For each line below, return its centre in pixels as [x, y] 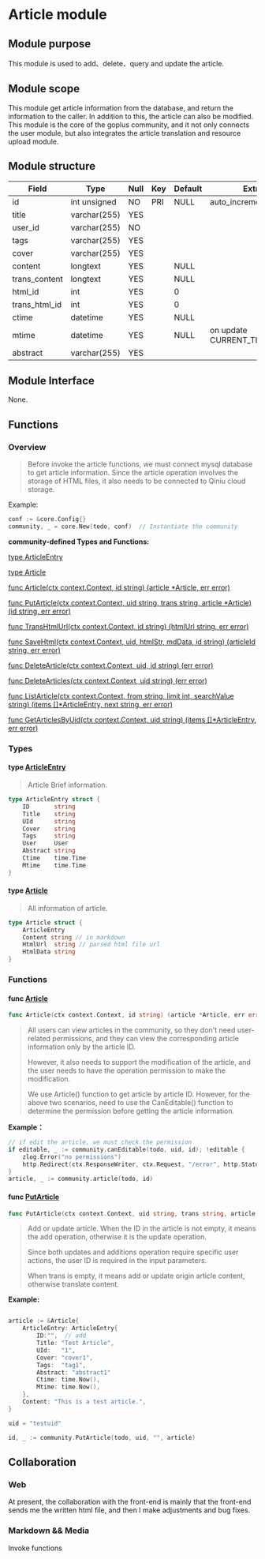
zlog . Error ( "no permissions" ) [72, 1157]
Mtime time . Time [54, 865]
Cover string [49, 829]
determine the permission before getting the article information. [131, 1111]
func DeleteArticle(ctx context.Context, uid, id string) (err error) [111, 665]
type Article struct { [45, 922]
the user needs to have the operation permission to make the [127, 1070]
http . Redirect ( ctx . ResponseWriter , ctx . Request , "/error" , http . [132, 1164]
